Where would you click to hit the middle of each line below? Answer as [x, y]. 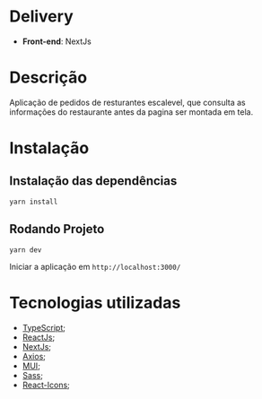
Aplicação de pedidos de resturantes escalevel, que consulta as [127, 102]
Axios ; [34, 356]
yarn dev [26, 250]
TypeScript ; [44, 327]
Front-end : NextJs [57, 41]
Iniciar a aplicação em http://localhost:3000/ [95, 266]
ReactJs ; [39, 337]
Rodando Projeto [57, 229]
